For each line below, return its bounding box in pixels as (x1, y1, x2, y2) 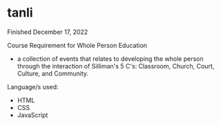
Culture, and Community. (17, 69, 88, 78)
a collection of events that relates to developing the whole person (17, 54, 204, 63)
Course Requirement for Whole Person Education (7, 41, 147, 49)
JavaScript (17, 111, 48, 119)
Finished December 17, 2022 (7, 28, 88, 36)
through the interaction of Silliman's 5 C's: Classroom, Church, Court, (17, 62, 215, 70)
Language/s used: (7, 82, 59, 91)
